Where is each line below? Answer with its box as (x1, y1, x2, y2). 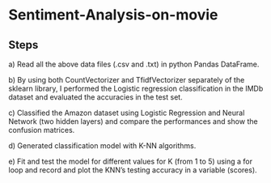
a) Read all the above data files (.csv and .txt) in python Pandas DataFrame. (8, 59, 260, 69)
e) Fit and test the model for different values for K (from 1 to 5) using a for (8, 156, 253, 166)
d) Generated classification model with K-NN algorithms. (8, 141, 197, 151)
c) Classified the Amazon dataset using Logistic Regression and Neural (8, 108, 245, 117)
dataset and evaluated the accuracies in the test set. (8, 92, 184, 102)
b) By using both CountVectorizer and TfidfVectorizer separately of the (8, 75, 245, 84)
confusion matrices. (8, 126, 75, 134)
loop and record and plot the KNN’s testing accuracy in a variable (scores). (8, 165, 257, 175)
